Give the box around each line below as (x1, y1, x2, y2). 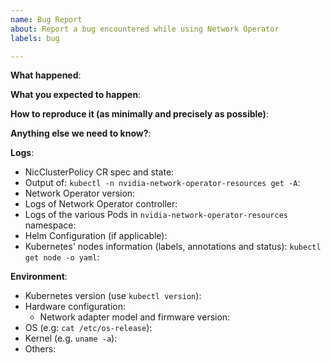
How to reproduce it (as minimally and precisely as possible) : (10, 108, 269, 120)
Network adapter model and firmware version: (39, 311, 231, 323)
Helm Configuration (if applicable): (24, 230, 168, 242)
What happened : (10, 69, 82, 81)
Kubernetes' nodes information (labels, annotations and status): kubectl (24, 241, 322, 253)
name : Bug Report (10, 14, 83, 25)
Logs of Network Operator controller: (24, 198, 178, 210)
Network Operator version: (24, 187, 136, 200)
